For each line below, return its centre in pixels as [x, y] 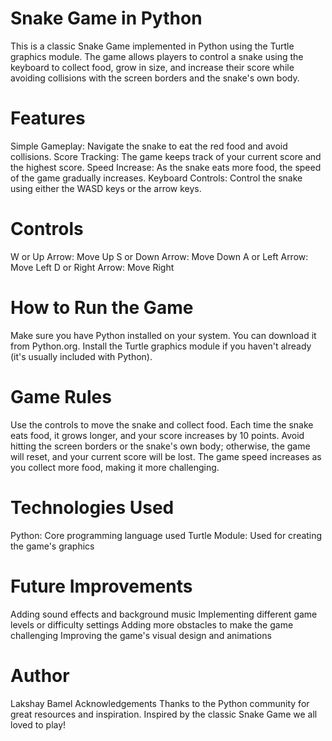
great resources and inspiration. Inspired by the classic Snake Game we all [164, 714]
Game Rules [61, 396]
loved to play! [38, 724]
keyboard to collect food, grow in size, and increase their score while [152, 67]
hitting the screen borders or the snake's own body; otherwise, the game [160, 446]
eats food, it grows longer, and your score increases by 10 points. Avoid [157, 435]
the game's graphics [52, 546]
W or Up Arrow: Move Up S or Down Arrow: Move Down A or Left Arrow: [159, 256]
